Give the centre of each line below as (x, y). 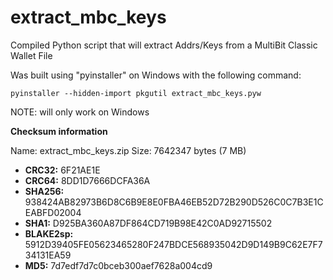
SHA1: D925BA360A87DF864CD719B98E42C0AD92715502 (148, 223)
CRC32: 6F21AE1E (62, 170)
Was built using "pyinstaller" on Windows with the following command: (156, 75)
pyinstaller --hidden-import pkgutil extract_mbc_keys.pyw (136, 93)
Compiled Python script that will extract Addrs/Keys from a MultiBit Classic (164, 45)
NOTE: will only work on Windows (80, 112)
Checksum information (59, 131)
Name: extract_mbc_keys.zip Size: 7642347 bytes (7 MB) (128, 150)
